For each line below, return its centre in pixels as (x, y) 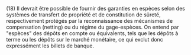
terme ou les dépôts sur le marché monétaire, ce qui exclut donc (85, 39)
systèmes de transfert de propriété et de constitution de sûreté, (83, 15)
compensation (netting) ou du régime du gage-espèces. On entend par (93, 27)
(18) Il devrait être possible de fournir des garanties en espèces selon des (96, 8)
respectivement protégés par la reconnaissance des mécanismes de (90, 21)
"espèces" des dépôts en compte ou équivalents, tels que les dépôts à (92, 33)
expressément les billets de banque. (50, 46)
